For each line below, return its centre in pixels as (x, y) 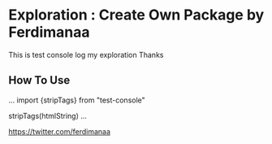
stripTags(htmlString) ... (48, 116)
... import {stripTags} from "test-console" (77, 100)
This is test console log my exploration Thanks (86, 55)
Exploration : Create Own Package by (136, 15)
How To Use (39, 80)
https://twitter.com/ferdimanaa (60, 131)
